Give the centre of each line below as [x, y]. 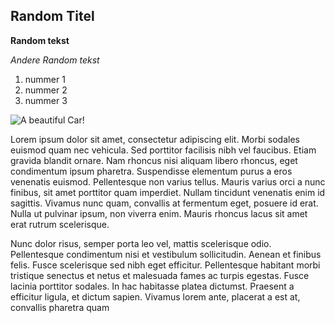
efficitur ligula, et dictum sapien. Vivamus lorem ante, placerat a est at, [155, 296]
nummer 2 [46, 90]
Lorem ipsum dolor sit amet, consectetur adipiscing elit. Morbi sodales [155, 139]
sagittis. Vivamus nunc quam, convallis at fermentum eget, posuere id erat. [164, 203]
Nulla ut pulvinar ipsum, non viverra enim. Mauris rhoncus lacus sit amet [159, 213]
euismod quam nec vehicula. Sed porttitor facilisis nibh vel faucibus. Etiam [163, 150]
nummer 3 [46, 100]
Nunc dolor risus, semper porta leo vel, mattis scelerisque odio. [141, 243]
